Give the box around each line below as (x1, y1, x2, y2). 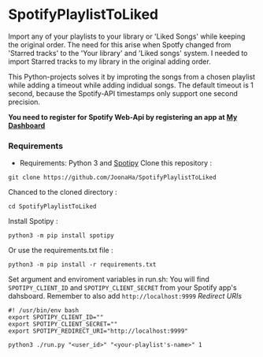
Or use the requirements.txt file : (8, 246, 113, 255)
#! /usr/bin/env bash (8, 307, 80, 314)
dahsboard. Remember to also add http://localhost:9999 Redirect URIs (8, 292, 243, 301)
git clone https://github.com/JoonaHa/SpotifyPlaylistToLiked (8, 173, 217, 182)
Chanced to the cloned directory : (8, 188, 118, 197)
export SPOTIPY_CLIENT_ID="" (8, 314, 104, 322)
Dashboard (8, 121, 46, 130)
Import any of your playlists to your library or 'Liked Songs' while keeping (8, 32, 246, 41)
